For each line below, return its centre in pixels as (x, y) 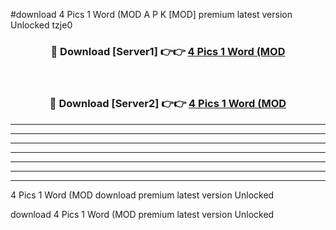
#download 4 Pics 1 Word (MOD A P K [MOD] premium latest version (151, 14)
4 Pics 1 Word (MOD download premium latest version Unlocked (142, 195)
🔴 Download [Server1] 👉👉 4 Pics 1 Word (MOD (168, 51)
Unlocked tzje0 (41, 25)
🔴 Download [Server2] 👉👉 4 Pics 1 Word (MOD (168, 104)
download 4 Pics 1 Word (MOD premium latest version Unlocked (142, 214)
